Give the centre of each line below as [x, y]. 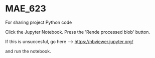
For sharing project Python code [39, 22]
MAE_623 [26, 9]
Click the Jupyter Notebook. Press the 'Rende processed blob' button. [78, 32]
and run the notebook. [28, 51]
